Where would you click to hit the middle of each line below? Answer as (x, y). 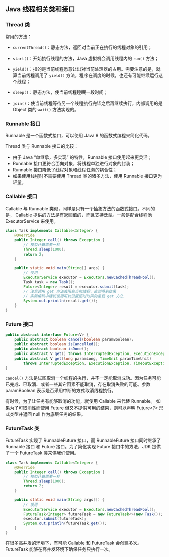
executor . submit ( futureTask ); (55, 519)
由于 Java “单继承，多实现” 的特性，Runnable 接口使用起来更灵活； (82, 157)
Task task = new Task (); (49, 282)
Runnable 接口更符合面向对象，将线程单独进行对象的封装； (73, 163)
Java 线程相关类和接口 (40, 9)
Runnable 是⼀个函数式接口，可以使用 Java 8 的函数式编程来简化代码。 (79, 135)
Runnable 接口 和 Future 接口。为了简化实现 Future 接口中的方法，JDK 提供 (83, 446)
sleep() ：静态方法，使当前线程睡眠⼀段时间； (60, 92)
